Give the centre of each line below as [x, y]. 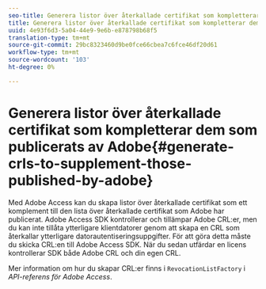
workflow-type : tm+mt [44, 52]
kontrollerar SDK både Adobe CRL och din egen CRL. [95, 253]
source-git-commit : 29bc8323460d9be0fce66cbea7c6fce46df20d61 [113, 45]
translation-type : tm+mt [49, 38]
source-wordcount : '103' [49, 60]
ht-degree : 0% [32, 67]
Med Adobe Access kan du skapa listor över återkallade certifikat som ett [128, 202]
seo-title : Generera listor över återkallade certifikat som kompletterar [134, 15]
